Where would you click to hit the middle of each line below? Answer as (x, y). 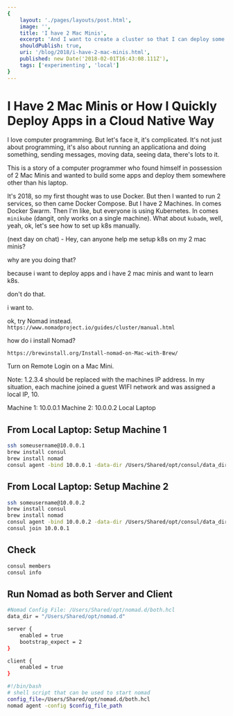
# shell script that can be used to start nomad (79, 693)
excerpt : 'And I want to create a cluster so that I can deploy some (122, 40)
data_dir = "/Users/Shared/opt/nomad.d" (67, 617)
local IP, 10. (23, 394)
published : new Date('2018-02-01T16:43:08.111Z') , (94, 59)
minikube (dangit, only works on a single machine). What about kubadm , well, (115, 219)
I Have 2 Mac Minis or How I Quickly (112, 106)
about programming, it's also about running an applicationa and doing (107, 147)
